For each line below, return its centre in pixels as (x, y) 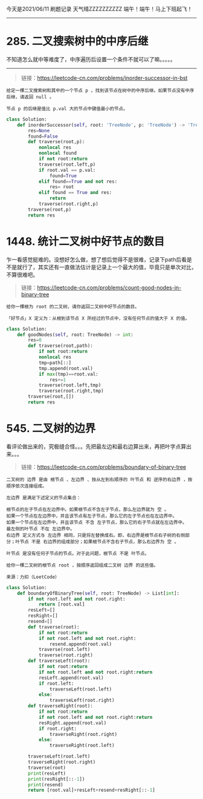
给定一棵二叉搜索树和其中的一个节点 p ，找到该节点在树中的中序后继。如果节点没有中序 (100, 90)
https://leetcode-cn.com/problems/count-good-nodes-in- (109, 288)
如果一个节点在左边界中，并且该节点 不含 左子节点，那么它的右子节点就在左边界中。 (97, 522)
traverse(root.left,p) (67, 164)
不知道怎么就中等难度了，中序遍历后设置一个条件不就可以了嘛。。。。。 (91, 59)
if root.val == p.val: (67, 170)
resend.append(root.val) (81, 644)
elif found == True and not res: (78, 181)
